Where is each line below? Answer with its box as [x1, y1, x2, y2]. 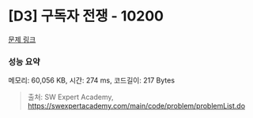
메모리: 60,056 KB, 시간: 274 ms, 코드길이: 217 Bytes [8, 76, 176, 85]
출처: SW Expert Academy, [27, 92, 114, 102]
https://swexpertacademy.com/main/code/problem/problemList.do [27, 101, 246, 111]
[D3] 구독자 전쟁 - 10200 [8, 7, 164, 25]
